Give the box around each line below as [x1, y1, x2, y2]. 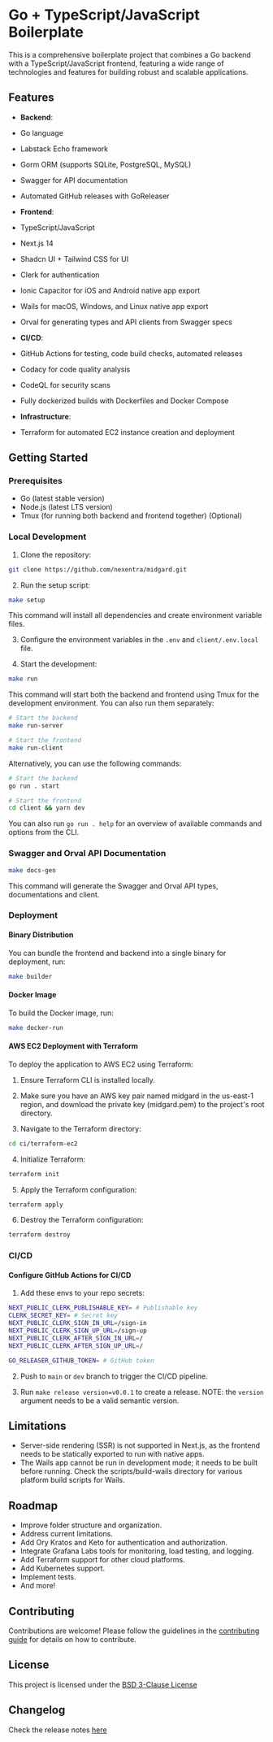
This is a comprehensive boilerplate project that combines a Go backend [8, 50, 252, 59]
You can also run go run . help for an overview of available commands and [8, 819, 262, 828]
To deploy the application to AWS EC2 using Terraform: [8, 1059, 193, 1069]
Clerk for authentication [19, 270, 100, 280]
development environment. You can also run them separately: [8, 698, 214, 708]
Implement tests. [19, 1572, 77, 1582]
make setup [8, 596, 45, 604]
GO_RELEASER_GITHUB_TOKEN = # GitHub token [8, 1356, 154, 1365]
